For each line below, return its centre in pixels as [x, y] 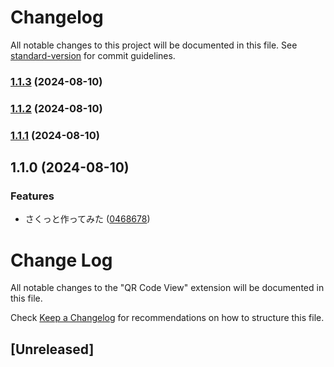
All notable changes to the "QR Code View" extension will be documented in [167, 288]
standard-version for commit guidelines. [93, 55]
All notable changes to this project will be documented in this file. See [154, 45]
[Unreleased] [52, 349]
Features [32, 196]
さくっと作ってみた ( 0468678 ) [87, 219]
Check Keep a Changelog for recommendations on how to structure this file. [167, 318]
